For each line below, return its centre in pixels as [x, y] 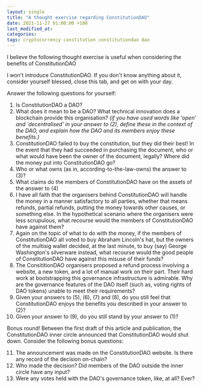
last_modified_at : [30, 29]
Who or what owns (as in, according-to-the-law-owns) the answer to [101, 169]
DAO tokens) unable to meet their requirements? [75, 291]
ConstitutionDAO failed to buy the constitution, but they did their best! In [105, 143]
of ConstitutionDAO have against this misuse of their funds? [90, 259]
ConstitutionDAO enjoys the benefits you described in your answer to [101, 304]
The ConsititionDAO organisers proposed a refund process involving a [102, 265]
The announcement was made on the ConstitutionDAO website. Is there [104, 353]
